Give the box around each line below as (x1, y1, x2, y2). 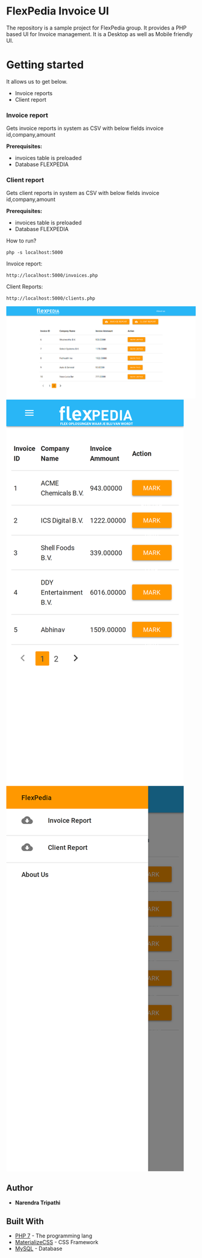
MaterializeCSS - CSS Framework (14, 1239, 99, 1246)
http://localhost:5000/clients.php (6, 296, 96, 302)
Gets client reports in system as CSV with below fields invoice (6, 190, 159, 197)
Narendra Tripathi (14, 1199, 61, 1206)
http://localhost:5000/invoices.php (6, 273, 98, 279)
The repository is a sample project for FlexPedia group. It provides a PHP (6, 24, 187, 31)
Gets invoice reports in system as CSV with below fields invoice (6, 125, 164, 132)
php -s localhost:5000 (6, 250, 63, 256)
